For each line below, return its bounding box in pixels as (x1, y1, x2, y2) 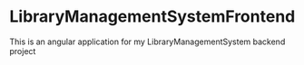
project (9, 45, 36, 56)
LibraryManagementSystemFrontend (9, 6, 296, 27)
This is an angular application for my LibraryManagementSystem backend (9, 36, 286, 47)
